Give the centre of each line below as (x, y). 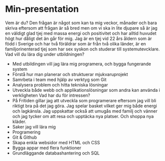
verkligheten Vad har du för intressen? (51, 95)
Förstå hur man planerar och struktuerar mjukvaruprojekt (70, 74)
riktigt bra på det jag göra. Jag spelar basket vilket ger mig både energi (84, 106)
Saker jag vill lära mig (34, 126)
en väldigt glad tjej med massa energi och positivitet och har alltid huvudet (81, 33)
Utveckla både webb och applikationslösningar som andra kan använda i (86, 90)
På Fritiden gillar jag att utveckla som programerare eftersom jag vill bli (84, 100)
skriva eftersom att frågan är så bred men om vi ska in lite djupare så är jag (81, 28)
